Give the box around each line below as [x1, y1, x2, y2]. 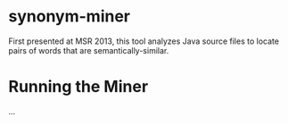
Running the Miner [8, 77, 149, 97]
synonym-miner [8, 6, 131, 27]
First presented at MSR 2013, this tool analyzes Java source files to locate [8, 36, 280, 46]
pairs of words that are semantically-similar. [8, 45, 169, 55]
